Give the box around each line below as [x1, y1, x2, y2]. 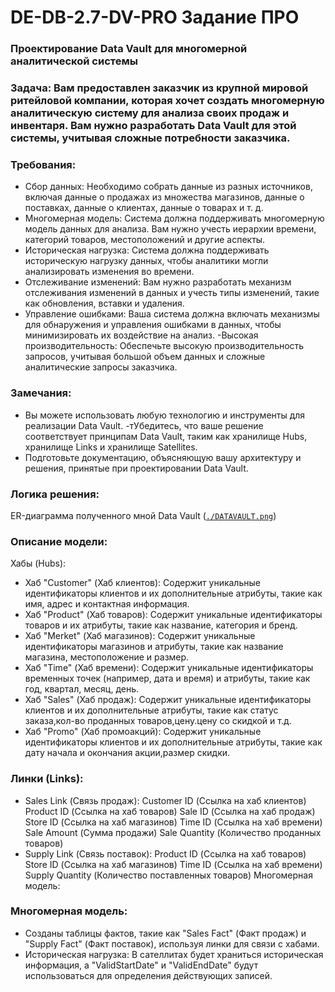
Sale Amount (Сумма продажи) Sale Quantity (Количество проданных [24, 826, 322, 838]
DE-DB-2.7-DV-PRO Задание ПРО [10, 6, 300, 29]
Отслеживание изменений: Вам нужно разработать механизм [24, 276, 292, 288]
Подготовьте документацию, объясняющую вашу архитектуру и [24, 451, 302, 463]
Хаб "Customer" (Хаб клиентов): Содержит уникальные [24, 577, 261, 589]
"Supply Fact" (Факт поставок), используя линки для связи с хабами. [24, 937, 320, 950]
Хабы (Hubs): [10, 557, 67, 570]
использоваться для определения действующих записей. [24, 969, 273, 981]
